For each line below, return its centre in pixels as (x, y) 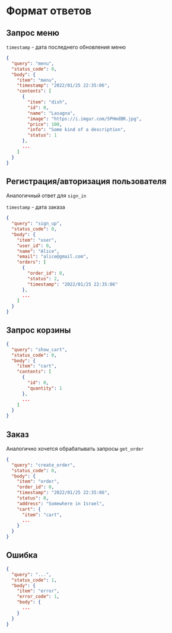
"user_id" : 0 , (34, 246)
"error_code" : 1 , (38, 597)
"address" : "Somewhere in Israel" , (61, 504)
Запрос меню (33, 33)
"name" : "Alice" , (38, 251)
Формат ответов (49, 11)
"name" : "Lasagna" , (52, 113)
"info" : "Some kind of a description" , (77, 130)
